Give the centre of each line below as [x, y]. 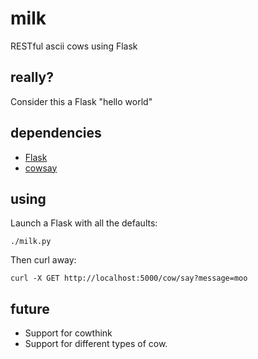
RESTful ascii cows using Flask [74, 46]
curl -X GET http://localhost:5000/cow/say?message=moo [129, 278]
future [30, 308]
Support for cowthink [68, 333]
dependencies [56, 133]
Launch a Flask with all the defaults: [84, 223]
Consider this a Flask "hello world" [81, 101]
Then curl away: [43, 260]
